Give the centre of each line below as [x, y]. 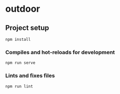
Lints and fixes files [30, 76]
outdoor [23, 9]
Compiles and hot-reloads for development [60, 52]
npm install [18, 39]
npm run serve [21, 63]
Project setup [27, 28]
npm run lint [19, 86]
